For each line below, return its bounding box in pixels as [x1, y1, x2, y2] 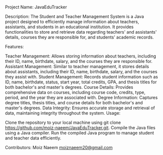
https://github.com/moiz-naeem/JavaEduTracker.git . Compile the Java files [5, 125, 156, 131]
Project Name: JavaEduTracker [5, 4, 67, 10]
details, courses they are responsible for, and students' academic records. [5, 34, 154, 40]
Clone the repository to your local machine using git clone [5, 119, 121, 125]
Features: [5, 44, 24, 49]
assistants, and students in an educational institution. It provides [5, 24, 134, 30]
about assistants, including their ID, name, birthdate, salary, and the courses [5, 69, 158, 75]
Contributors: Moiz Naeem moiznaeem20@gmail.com [5, 145, 113, 150]
